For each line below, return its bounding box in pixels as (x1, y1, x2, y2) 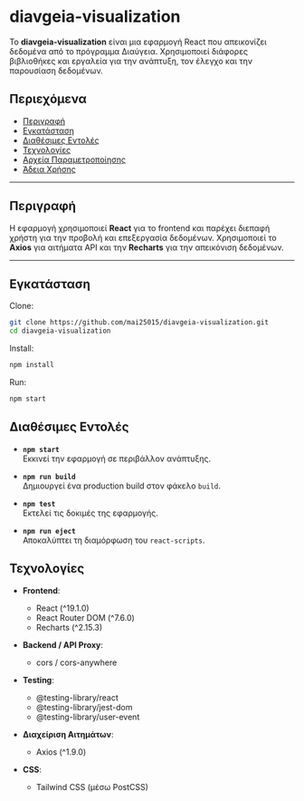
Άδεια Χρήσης (22, 163, 77, 174)
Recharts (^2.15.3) (35, 622, 103, 632)
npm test (22, 499, 56, 508)
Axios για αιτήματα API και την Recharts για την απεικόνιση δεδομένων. (9, 242, 285, 253)
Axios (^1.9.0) (35, 746, 87, 758)
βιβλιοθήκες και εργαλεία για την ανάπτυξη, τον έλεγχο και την (9, 55, 253, 66)
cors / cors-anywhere (35, 657, 118, 668)
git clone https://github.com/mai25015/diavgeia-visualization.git (9, 318, 270, 327)
